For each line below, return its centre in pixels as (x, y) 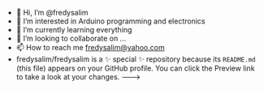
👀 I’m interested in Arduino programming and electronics (110, 21)
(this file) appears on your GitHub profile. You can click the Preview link (135, 68)
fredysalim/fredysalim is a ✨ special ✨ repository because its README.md (136, 59)
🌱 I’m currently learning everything (74, 30)
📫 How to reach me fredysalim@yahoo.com (90, 47)
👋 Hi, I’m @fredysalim (52, 13)
